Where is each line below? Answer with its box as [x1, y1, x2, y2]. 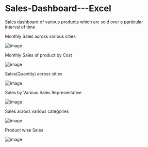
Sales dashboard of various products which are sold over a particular [5, 19, 143, 25]
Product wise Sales [5, 127, 44, 133]
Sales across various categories [5, 108, 69, 114]
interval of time [5, 24, 35, 29]
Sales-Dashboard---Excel [5, 3, 112, 14]
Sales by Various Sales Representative [5, 89, 82, 95]
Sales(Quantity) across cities [5, 71, 63, 76]
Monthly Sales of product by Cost [5, 52, 72, 58]
